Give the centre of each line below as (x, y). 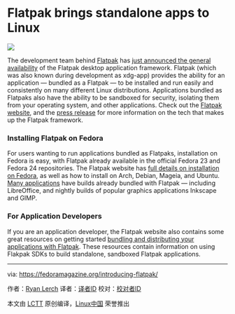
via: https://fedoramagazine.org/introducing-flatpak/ (83, 274)
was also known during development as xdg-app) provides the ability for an (116, 75)
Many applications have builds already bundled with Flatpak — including (111, 183)
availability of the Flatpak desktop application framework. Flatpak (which (112, 67)
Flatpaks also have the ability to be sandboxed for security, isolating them (113, 97)
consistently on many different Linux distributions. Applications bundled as (115, 90)
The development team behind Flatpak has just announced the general (109, 60)
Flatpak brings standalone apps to (108, 13)
